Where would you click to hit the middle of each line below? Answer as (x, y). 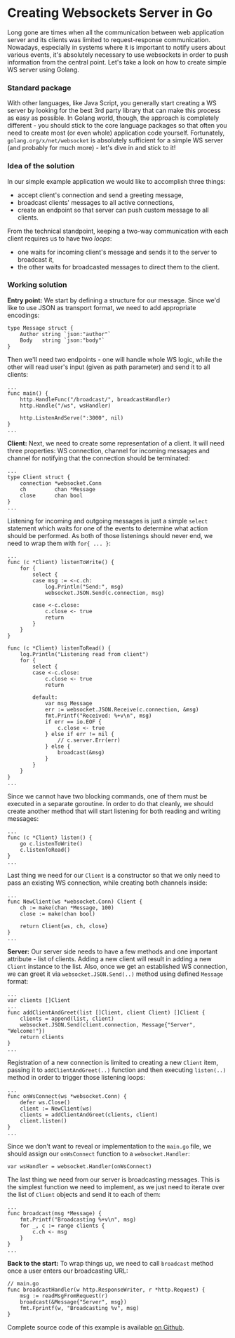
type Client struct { (39, 477)
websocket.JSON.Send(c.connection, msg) (105, 593)
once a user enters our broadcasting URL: (68, 1271)
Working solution (37, 285)
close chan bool (51, 495)
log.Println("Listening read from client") (85, 654)
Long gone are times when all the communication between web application (116, 32)
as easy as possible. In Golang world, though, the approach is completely (113, 118)
